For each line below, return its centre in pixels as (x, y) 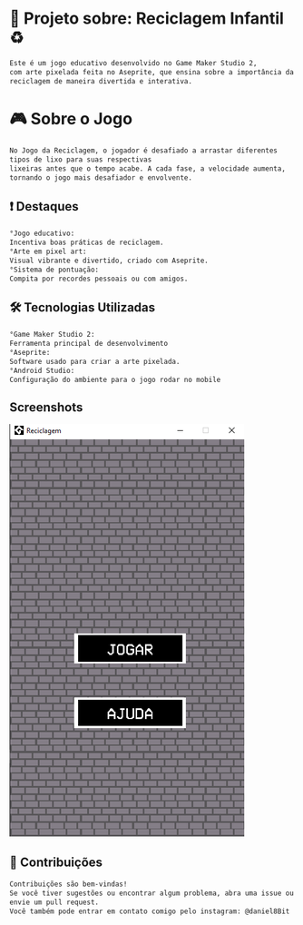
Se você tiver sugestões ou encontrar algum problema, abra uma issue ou (152, 893)
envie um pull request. (54, 902)
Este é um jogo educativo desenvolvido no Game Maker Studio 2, (133, 63)
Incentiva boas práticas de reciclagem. (87, 242)
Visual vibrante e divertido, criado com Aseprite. (109, 261)
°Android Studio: (42, 370)
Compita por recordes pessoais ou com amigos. (99, 279)
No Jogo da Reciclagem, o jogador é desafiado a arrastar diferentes (144, 150)
